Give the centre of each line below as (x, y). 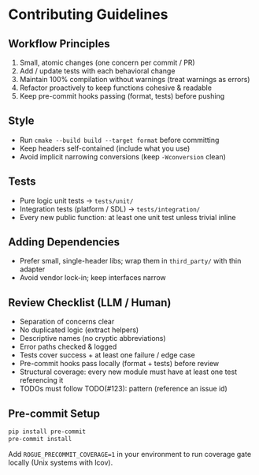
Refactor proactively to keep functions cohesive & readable (116, 88)
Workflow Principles (59, 44)
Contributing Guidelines (88, 15)
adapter (32, 269)
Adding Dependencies (64, 242)
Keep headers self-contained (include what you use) (105, 148)
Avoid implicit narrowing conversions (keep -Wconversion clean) (123, 156)
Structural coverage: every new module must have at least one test (128, 372)
